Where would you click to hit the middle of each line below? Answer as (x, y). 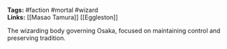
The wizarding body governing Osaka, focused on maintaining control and (114, 31)
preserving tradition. (37, 38)
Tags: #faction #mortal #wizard (53, 10)
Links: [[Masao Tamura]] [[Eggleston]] (63, 17)
